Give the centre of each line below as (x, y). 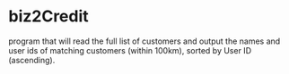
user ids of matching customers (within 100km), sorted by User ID (130, 50)
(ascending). (32, 60)
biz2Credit (48, 16)
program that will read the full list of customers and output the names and (144, 41)
